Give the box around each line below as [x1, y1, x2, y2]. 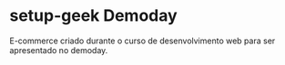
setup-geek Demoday [9, 5, 178, 26]
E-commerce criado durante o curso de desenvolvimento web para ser [9, 35, 276, 46]
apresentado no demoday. [9, 44, 108, 55]
